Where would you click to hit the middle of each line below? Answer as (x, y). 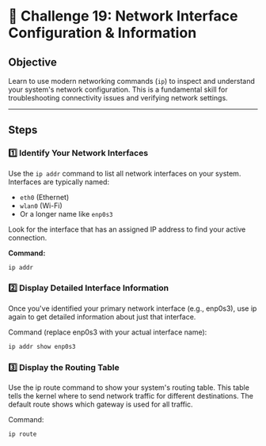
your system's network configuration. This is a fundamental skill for (118, 89)
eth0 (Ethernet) (44, 197)
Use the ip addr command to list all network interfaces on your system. (125, 173)
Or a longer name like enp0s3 (66, 214)
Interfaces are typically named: (59, 182)
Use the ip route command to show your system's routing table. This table (129, 387)
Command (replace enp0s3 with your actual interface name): (108, 332)
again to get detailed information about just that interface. (102, 316)
